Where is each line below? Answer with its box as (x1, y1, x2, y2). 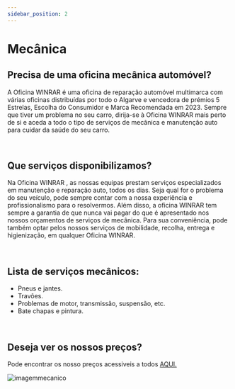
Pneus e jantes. (17, 284, 63, 293)
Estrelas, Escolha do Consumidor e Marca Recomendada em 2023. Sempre (7, 103, 227, 111)
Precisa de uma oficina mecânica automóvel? (7, 69, 212, 81)
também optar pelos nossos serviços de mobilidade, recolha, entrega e (7, 224, 215, 232)
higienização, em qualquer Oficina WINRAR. (7, 231, 136, 239)
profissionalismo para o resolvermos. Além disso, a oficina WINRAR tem (7, 201, 217, 210)
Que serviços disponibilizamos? (7, 160, 152, 172)
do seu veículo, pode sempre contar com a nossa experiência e (7, 193, 193, 202)
